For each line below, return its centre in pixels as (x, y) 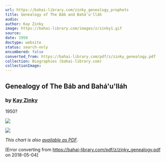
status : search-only (27, 47)
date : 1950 (17, 38)
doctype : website (23, 43)
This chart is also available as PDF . (42, 140)
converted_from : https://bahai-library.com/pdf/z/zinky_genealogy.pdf (80, 56)
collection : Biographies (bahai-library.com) (53, 61)
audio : (12, 19)
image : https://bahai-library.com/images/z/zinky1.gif (64, 29)
